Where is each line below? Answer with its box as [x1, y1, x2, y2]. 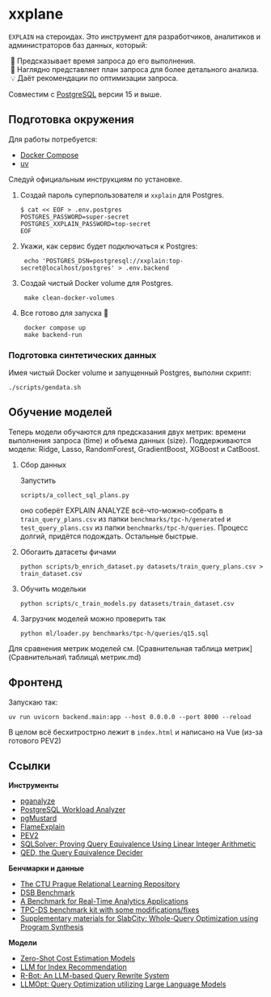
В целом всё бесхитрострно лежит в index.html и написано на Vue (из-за [8, 726, 263, 737]
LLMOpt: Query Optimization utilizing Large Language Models [19, 979, 227, 989]
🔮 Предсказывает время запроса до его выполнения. [10, 56, 196, 66]
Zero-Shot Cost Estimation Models [19, 953, 136, 964]
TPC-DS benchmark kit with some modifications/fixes [19, 905, 200, 915]
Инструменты [8, 781, 59, 790]
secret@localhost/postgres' [19, 264, 115, 272]
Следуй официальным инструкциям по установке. [8, 174, 183, 184]
